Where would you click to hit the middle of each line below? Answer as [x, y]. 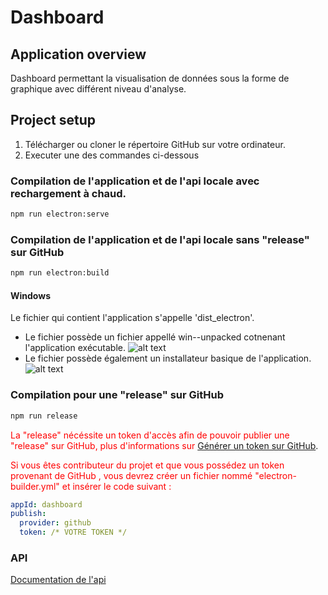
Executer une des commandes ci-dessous [112, 155]
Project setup [53, 120]
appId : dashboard [46, 504]
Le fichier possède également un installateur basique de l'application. [168, 358]
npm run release [44, 416]
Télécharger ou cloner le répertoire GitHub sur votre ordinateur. [155, 144]
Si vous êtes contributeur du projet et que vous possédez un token [147, 465]
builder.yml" [35, 486]
